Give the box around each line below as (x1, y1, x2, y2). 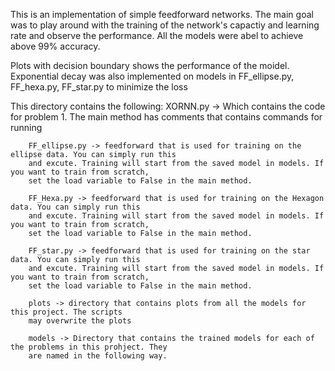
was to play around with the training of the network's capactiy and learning (10, 19, 320, 31)
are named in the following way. (28, 351, 168, 361)
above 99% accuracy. (10, 40, 101, 52)
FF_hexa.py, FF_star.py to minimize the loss (10, 81, 188, 93)
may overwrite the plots (28, 316, 132, 326)
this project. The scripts (10, 307, 123, 317)
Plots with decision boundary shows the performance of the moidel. (10, 60, 290, 71)
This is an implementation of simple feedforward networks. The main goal (10, 9, 314, 20)
